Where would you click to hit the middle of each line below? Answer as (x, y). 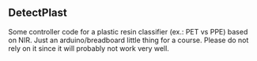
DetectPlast (38, 13)
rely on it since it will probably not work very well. (89, 48)
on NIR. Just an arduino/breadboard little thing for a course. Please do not (128, 40)
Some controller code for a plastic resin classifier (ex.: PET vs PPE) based (128, 31)
